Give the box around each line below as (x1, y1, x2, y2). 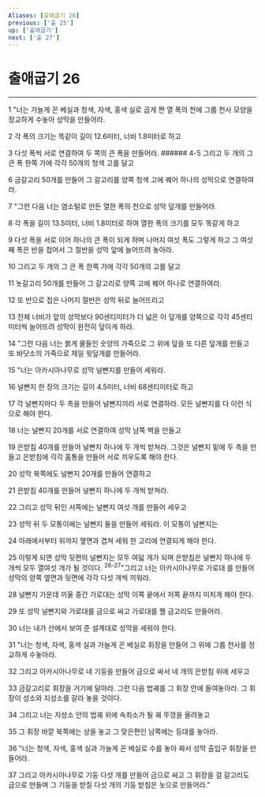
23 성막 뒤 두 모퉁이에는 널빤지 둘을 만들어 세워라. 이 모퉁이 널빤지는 (8, 519, 218, 529)
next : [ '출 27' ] (8, 33, 61, 42)
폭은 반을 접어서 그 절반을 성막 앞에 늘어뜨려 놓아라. (16, 245, 174, 255)
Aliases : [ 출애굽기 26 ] (8, 11, 80, 20)
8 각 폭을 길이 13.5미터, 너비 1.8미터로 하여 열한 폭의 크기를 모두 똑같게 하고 (8, 219, 240, 228)
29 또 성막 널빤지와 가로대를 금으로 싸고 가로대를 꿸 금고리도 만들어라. (8, 606, 223, 616)
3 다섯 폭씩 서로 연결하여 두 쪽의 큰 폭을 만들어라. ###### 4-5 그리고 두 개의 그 (8, 148, 254, 158)
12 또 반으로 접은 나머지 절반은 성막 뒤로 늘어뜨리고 (8, 295, 165, 305)
